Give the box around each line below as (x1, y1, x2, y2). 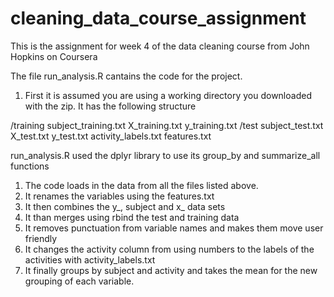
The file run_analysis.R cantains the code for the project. (10, 70, 243, 82)
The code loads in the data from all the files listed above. (24, 179, 259, 191)
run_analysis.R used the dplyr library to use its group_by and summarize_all (10, 149, 321, 161)
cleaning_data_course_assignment (10, 7, 307, 30)
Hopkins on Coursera (10, 50, 98, 62)
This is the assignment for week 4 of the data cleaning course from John (10, 40, 310, 52)
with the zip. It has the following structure (24, 100, 197, 112)
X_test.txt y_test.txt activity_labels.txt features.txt (10, 130, 212, 142)
